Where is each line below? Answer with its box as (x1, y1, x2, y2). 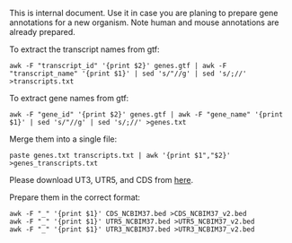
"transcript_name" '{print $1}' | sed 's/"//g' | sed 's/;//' (9, 69, 247, 78)
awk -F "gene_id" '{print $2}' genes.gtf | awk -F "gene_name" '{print (9, 110, 283, 119)
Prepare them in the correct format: (9, 192, 141, 203)
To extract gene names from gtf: (9, 93, 129, 103)
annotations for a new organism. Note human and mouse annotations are (9, 17, 279, 28)
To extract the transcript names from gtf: (9, 44, 160, 55)
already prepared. (9, 27, 76, 37)
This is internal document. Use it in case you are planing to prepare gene (9, 8, 279, 18)
